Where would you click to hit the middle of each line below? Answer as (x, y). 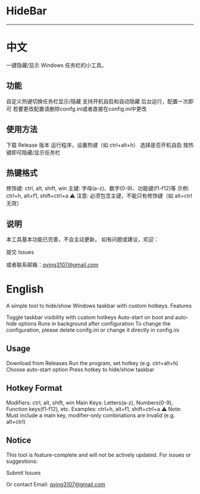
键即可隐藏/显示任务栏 (33, 152)
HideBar (27, 11)
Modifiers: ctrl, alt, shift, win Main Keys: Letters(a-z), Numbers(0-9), (90, 402)
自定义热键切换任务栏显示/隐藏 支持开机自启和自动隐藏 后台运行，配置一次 (97, 101)
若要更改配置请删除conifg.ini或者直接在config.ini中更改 (80, 109)
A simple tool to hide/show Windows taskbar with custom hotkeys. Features (99, 306)
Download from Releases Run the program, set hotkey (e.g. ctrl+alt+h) (92, 363)
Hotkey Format (34, 388)
